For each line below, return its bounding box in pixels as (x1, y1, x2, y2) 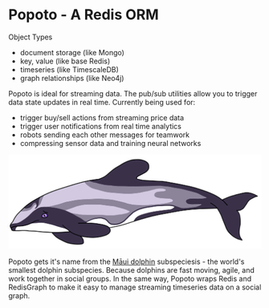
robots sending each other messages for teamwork (19, 130, 190, 140)
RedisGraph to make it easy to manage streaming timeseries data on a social (8, 282, 262, 292)
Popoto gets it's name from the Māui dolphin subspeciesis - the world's (8, 257, 245, 266)
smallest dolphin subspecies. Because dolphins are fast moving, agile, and (8, 265, 255, 275)
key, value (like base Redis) (19, 56, 111, 66)
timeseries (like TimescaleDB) (19, 64, 119, 74)
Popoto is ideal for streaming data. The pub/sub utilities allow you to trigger (8, 88, 258, 98)
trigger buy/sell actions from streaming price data (19, 112, 185, 122)
